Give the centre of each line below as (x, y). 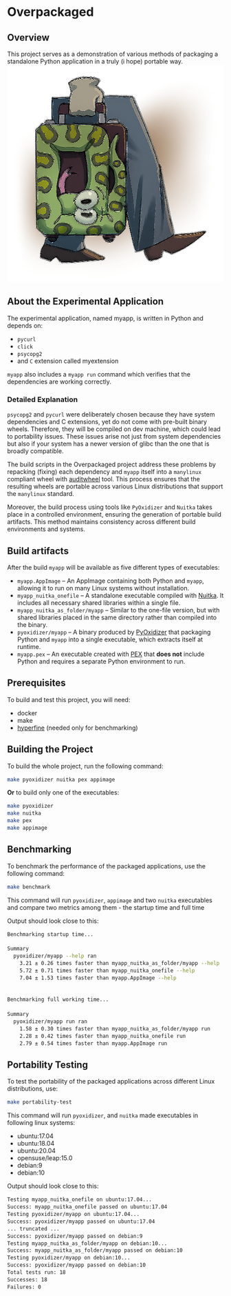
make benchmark (29, 887)
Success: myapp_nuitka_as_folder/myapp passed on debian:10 (95, 1250)
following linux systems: (41, 1123)
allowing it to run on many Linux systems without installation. (103, 588)
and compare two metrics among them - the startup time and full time (106, 907)
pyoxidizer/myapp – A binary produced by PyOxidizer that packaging (114, 632)
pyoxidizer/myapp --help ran (55, 956)
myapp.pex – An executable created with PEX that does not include (111, 654)
